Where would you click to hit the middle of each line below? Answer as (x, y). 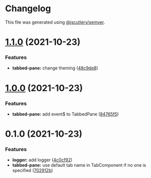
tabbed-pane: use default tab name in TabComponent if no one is (79, 165)
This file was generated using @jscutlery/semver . (55, 22)
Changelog (28, 9)
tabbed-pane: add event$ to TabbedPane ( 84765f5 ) (65, 114)
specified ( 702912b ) (32, 171)
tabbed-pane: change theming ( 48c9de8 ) (55, 68)
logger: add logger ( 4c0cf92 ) (42, 160)
